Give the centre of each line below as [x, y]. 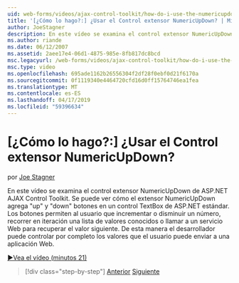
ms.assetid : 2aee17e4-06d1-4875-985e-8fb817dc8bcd [84, 54]
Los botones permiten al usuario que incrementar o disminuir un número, [114, 213]
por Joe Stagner [31, 177]
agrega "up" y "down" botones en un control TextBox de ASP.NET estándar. [118, 206]
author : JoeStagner [36, 27]
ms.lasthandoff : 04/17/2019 [49, 101]
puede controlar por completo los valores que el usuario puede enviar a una [118, 236]
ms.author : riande [34, 41]
